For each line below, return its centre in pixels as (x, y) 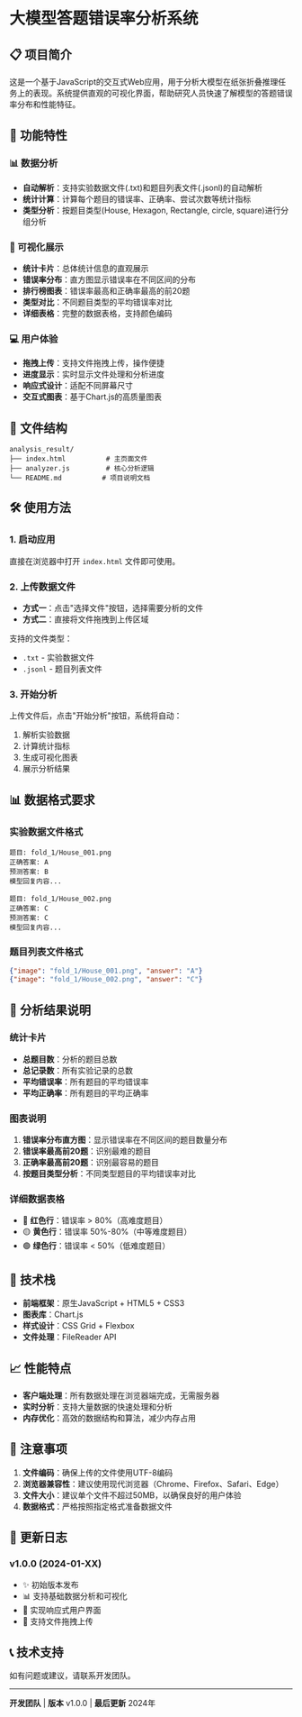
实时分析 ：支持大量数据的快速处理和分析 (97, 1407)
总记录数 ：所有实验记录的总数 (77, 1070)
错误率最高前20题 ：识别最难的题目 (87, 1151)
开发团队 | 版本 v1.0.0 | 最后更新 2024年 (82, 1703)
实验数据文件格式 (46, 832)
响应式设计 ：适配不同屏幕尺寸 (77, 386)
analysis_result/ (42, 450)
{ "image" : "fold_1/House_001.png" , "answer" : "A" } (106, 971)
